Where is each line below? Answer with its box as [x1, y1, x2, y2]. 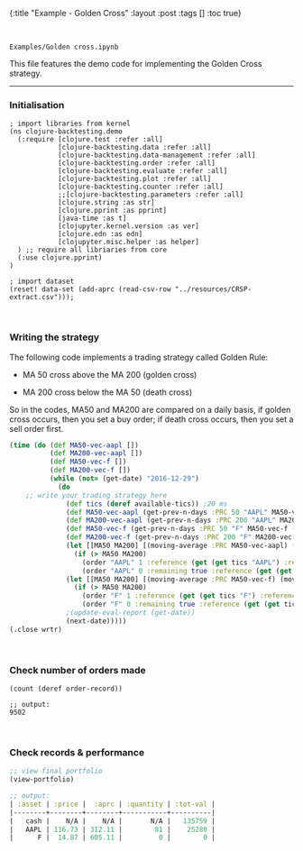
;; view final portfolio [9, 766, 103, 776]
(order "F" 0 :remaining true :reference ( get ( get [81, 599, 280, 609]
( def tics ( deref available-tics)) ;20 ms [66, 499, 228, 508]
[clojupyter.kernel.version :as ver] [57, 222, 200, 231]
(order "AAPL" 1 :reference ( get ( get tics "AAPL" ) [81, 558, 280, 567]
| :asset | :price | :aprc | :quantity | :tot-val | [9, 800, 216, 809]
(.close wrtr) [9, 625, 63, 634]
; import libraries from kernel [9, 119, 131, 129]
